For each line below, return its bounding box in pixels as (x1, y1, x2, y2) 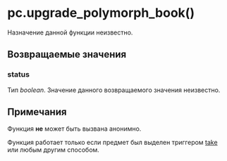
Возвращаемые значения (7, 49, 127, 60)
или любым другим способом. (7, 146, 100, 154)
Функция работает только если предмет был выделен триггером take (7, 139, 218, 147)
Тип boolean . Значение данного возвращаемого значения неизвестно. (7, 86, 221, 94)
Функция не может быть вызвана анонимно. (7, 124, 142, 133)
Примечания (7, 106, 67, 118)
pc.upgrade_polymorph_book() (7, 5, 195, 21)
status (7, 70, 30, 79)
